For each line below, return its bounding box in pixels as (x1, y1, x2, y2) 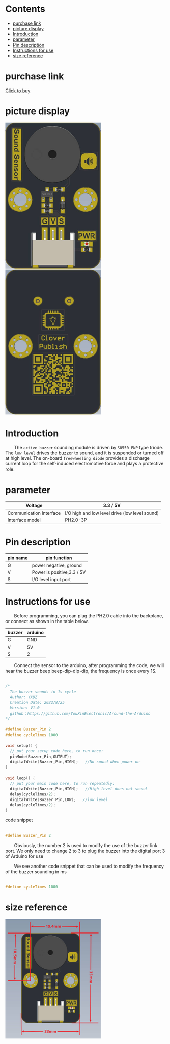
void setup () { (5, 743, 38, 748)
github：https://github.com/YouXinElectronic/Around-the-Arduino (10, 710, 151, 716)
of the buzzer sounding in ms (5, 868, 67, 875)
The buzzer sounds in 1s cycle (10, 689, 76, 695)
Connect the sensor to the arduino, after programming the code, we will (14, 662, 164, 669)
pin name (7, 554, 28, 561)
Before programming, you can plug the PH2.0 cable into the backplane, (14, 612, 164, 619)
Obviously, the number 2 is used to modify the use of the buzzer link (14, 842, 158, 848)
